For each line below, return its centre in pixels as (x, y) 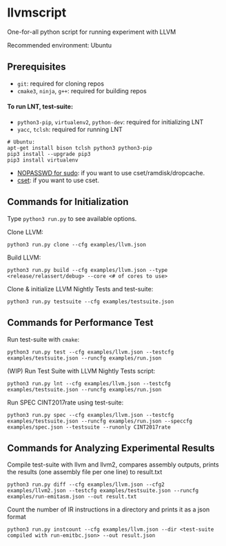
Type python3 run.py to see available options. (72, 218)
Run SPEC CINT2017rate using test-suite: (65, 402)
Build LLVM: (24, 257)
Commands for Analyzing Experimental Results (111, 448)
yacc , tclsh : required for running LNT (70, 129)
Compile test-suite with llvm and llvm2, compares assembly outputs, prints (113, 465)
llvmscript (37, 13)
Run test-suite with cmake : (43, 339)
